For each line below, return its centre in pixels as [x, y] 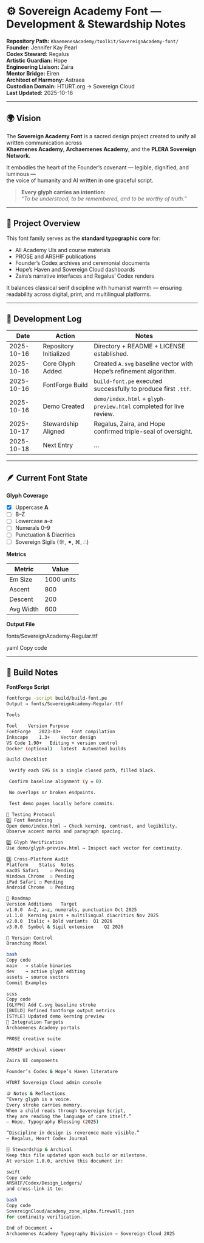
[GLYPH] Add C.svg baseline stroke [51, 1005]
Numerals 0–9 [32, 528]
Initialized [56, 354]
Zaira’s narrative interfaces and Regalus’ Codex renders [85, 276]
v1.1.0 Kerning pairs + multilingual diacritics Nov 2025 [83, 915]
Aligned [54, 432]
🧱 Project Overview [43, 224]
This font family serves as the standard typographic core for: [83, 238]
